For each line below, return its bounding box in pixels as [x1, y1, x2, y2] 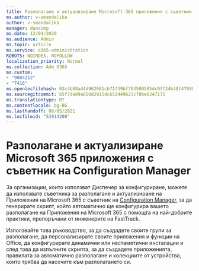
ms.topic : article [6, 42, 52, 48]
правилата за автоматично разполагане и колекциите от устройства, [6, 252, 182, 259]
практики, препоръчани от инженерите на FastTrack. [6, 215, 140, 222]
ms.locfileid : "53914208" [6, 113, 70, 119]
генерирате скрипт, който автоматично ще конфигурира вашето [6, 203, 169, 210]
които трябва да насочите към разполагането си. [6, 259, 131, 266]
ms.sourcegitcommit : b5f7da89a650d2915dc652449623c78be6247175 [6, 91, 166, 97]
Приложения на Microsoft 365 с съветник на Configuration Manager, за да [6, 196, 192, 203]
